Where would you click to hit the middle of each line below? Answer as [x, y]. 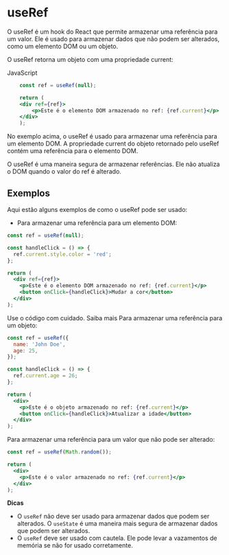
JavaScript [22, 73]
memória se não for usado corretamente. [75, 545]
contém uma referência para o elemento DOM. [73, 151]
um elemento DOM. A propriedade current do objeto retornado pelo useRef [113, 144]
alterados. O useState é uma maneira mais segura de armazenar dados [117, 523]
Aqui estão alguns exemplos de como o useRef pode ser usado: [97, 210]
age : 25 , [26, 351]
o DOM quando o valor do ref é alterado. [64, 172]
